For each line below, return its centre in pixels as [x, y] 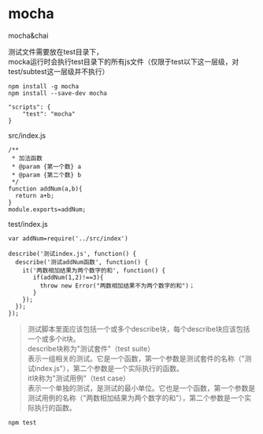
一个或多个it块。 [54, 339]
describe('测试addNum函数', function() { [81, 262]
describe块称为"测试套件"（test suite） [91, 348]
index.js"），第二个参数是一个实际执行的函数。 [109, 368]
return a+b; [35, 195]
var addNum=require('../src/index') [68, 238]
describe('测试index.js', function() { [72, 254]
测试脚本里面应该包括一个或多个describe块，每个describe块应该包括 [139, 328]
